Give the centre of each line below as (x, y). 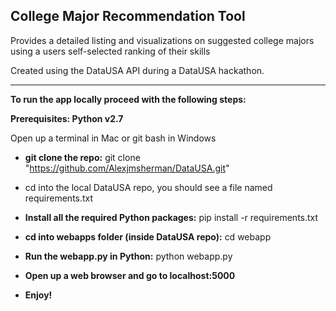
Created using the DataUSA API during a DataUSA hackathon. (137, 70)
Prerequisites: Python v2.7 (67, 118)
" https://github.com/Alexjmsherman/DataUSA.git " (127, 168)
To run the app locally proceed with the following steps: (128, 99)
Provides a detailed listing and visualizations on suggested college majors (162, 40)
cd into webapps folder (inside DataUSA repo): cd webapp (148, 236)
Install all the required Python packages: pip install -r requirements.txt (171, 217)
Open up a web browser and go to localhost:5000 (130, 275)
